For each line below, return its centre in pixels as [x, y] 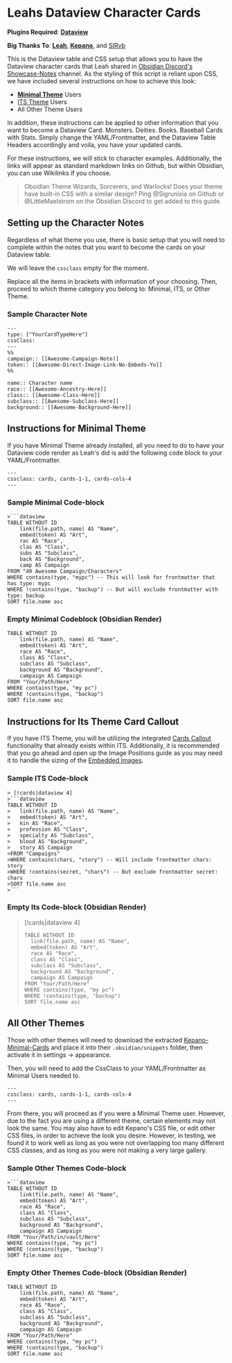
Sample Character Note [47, 314]
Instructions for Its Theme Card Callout [93, 721]
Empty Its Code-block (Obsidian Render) [77, 907]
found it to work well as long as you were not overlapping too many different [116, 1142]
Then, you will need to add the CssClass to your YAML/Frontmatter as [107, 1068]
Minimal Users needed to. [44, 1075]
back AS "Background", [52, 559]
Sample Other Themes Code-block [67, 1168]
